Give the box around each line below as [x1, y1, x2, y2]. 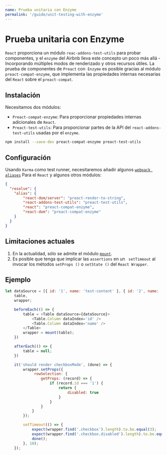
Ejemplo [5, 275, 31, 284]
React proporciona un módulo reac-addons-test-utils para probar [5, 50, 141, 56]
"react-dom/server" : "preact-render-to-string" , [23, 195, 126, 200]
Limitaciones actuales [5, 237, 75, 246]
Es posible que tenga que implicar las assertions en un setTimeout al [12, 256, 156, 262]
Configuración [5, 153, 51, 162]
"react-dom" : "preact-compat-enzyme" [23, 209, 101, 215]
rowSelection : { [34, 372, 68, 377]
